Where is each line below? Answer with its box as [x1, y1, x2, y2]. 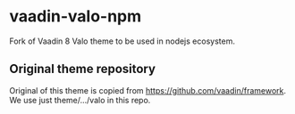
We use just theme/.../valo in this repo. [9, 94, 151, 105]
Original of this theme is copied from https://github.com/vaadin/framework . [9, 85, 287, 95]
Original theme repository [9, 61, 156, 77]
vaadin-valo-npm [9, 6, 142, 27]
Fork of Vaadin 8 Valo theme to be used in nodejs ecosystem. [9, 36, 235, 46]
